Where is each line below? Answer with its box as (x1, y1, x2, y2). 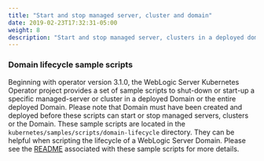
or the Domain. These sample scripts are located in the (8, 119, 186, 128)
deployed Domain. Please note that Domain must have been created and (8, 102, 243, 112)
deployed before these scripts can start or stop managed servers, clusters (8, 111, 249, 120)
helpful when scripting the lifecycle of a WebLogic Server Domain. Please (8, 135, 246, 145)
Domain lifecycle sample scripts (8, 60, 134, 71)
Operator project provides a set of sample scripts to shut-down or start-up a (8, 86, 255, 95)
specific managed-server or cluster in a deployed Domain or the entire (8, 93, 236, 103)
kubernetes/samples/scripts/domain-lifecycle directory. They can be (8, 127, 235, 137)
